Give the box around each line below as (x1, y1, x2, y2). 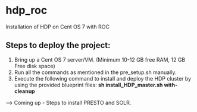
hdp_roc (5, 4, 48, 17)
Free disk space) (14, 62, 55, 69)
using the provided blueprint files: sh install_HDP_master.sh (14, 81, 163, 88)
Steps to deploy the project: (5, 40, 111, 50)
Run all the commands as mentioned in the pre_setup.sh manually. (14, 69, 177, 76)
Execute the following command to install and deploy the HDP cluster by (14, 75, 192, 82)
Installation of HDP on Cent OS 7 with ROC (5, 23, 110, 30)
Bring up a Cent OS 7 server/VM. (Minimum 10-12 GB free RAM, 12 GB (14, 56, 186, 63)
